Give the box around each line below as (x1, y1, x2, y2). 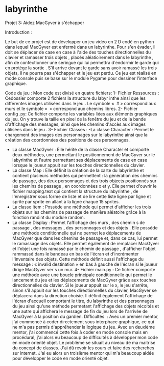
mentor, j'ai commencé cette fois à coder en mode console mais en (12, 329, 148, 335)
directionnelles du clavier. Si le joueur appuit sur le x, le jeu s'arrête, (12, 282, 149, 288)
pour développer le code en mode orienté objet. (12, 355, 109, 361)
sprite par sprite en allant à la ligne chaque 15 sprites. (12, 198, 120, 204)
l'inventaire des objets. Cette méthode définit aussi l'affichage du (12, 256, 144, 262)
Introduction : (5, 29, 32, 35)
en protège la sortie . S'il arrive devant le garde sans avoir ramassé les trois (5, 65, 157, 71)
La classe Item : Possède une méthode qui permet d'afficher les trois (12, 204, 151, 210)
